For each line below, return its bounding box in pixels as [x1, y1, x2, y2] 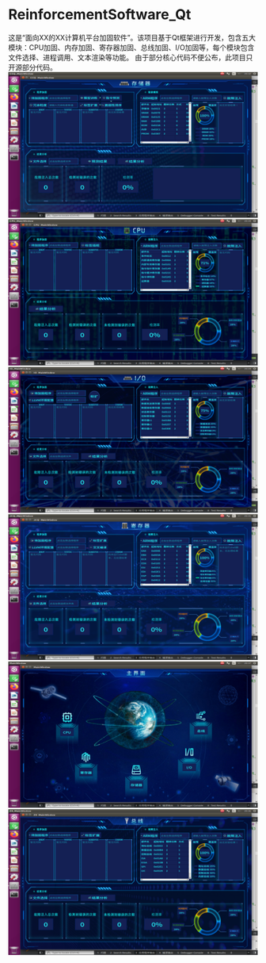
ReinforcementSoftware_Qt [8, 6, 192, 24]
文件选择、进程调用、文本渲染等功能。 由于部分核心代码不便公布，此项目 [8, 52, 246, 62]
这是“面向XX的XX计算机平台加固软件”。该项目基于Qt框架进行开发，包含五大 [8, 33, 256, 42]
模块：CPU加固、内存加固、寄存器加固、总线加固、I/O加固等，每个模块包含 [8, 42, 255, 52]
